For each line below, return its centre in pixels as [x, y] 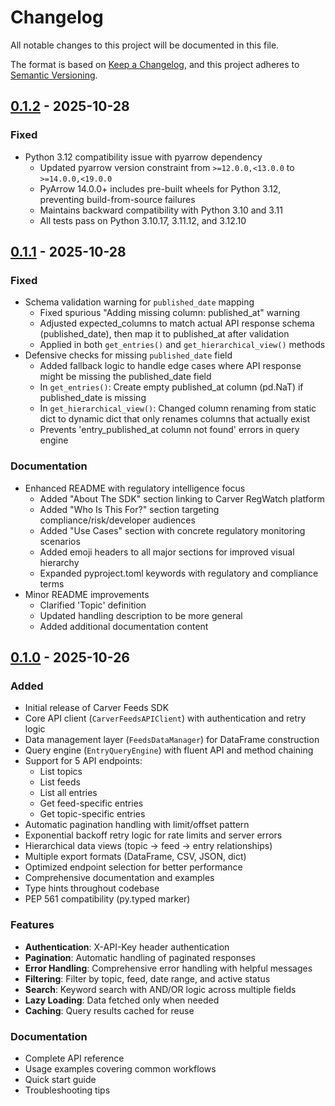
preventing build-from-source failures [117, 199]
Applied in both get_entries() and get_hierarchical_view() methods [182, 345]
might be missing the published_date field [125, 377]
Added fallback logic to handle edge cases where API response [170, 366]
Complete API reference [74, 1058]
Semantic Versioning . [54, 75]
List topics [61, 772]
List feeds [60, 782]
